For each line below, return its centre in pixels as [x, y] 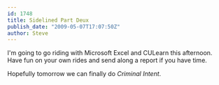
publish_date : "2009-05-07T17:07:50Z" [64, 26]
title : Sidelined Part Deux [48, 20]
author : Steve [28, 33]
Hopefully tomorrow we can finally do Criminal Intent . [84, 74]
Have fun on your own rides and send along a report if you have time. [107, 61]
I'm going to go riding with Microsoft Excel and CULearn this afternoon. [110, 53]
